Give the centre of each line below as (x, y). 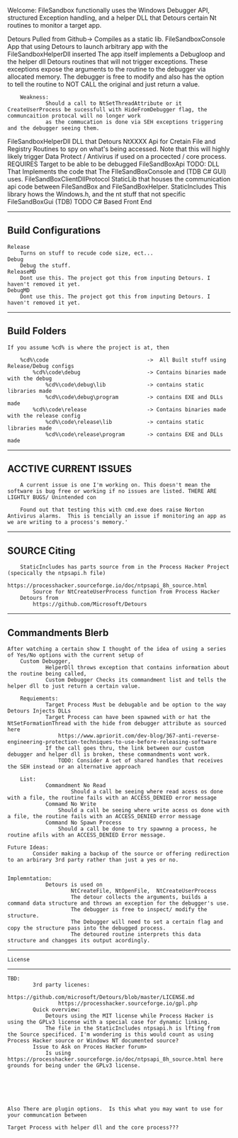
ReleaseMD (22, 272)
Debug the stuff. (46, 265)
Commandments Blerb (58, 633)
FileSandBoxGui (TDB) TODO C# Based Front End (80, 202)
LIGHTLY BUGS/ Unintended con (52, 498)
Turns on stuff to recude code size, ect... (87, 253)
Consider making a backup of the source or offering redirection (131, 854)
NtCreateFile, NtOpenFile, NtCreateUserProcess (144, 891)
